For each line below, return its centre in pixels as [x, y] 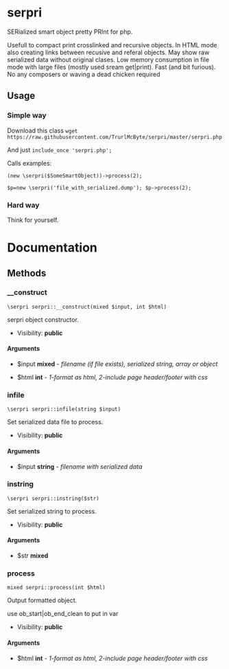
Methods [27, 273]
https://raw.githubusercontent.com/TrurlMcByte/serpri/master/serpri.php [115, 137]
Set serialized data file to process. [55, 422]
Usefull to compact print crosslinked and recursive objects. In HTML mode [112, 45]
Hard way [23, 205]
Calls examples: [29, 163]
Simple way [27, 116]
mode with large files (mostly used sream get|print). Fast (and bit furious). [111, 67]
